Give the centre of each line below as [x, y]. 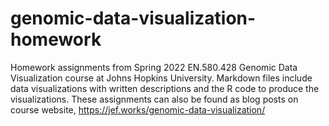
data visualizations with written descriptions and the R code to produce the [165, 88]
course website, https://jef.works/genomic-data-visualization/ [138, 109]
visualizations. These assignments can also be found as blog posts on [154, 99]
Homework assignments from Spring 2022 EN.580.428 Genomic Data [154, 67]
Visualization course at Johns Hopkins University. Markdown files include [161, 78]
